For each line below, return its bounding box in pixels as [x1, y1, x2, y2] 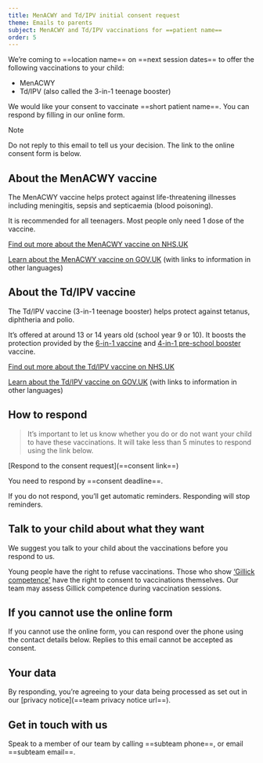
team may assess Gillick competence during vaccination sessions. [8, 583, 222, 593]
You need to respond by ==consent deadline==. [8, 476, 163, 485]
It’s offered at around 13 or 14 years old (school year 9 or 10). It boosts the [8, 330, 247, 340]
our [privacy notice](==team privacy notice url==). [8, 696, 171, 705]
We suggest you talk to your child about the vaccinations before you [8, 543, 229, 553]
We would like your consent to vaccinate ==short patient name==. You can [8, 102, 250, 111]
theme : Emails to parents [8, 19, 92, 27]
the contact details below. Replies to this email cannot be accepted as [8, 635, 233, 645]
